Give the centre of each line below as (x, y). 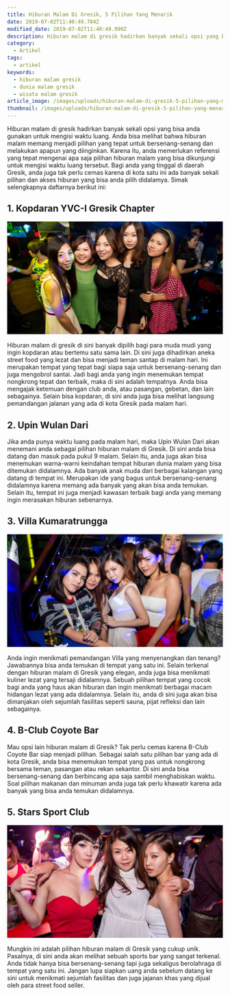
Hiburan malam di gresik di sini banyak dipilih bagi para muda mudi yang (109, 345)
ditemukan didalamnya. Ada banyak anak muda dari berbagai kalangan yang (115, 470)
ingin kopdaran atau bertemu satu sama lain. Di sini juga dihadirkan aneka (111, 352)
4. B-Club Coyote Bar (53, 730)
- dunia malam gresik (44, 87)
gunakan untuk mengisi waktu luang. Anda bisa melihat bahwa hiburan (107, 136)
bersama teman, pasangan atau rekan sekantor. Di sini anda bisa (98, 768)
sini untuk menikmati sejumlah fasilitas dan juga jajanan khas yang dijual (109, 978)
